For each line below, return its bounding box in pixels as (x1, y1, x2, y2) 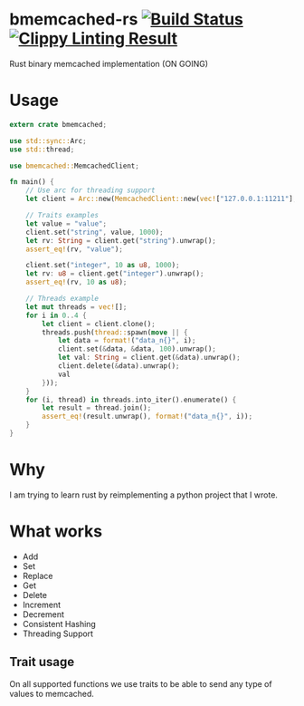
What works (9, 521, 102, 541)
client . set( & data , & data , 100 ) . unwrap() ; (57, 344, 217, 353)
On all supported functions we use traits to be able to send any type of (9, 678, 273, 689)
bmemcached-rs (9, 9, 138, 30)
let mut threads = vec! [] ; (25, 302, 128, 312)
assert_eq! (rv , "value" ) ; (25, 245, 124, 254)
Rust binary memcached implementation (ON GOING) (9, 58, 209, 69)
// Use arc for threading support (25, 186, 156, 195)
